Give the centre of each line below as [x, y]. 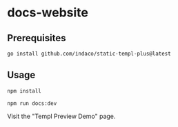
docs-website [48, 13]
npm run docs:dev [32, 103]
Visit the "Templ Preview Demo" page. [61, 116]
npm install [24, 91]
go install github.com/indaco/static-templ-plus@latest [89, 54]
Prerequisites [37, 38]
